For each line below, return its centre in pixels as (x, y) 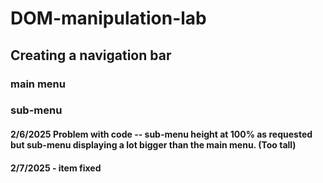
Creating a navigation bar (91, 55)
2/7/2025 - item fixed (56, 168)
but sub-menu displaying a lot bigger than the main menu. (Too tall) (153, 145)
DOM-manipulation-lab (108, 18)
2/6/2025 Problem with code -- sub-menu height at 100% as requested (161, 134)
